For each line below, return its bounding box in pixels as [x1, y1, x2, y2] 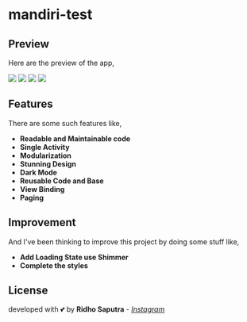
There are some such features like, [8, 118, 122, 128]
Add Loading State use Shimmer [19, 252, 129, 262]
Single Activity [19, 142, 70, 151]
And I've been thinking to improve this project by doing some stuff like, [8, 236, 240, 247]
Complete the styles [19, 260, 89, 270]
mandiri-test [8, 6, 93, 24]
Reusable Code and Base [19, 176, 105, 186]
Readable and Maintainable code [19, 133, 131, 144]
